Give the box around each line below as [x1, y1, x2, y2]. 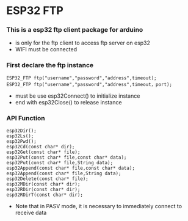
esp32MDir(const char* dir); [6, 181, 81, 187]
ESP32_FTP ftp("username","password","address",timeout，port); [6, 81, 173, 87]
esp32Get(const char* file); [6, 149, 81, 156]
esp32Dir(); [6, 128, 37, 134]
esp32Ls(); [6, 133, 34, 139]
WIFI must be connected [15, 46, 78, 53]
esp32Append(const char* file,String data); [6, 170, 121, 177]
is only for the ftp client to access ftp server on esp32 [15, 39, 151, 46]
